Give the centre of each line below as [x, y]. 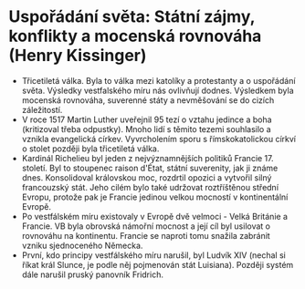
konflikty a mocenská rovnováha [135, 36]
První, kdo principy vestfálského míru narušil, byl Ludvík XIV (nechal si [154, 255]
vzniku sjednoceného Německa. [82, 245]
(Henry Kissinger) [78, 56]
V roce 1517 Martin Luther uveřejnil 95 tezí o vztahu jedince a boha [147, 119]
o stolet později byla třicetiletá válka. [90, 149]
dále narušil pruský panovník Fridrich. [92, 274]
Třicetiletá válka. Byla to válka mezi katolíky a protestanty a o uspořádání [158, 80]
